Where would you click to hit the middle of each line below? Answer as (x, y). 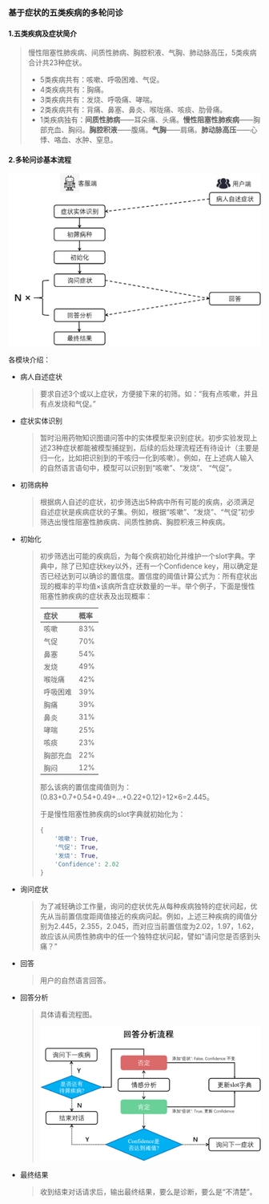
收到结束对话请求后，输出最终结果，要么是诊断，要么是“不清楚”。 (148, 1191)
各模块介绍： (29, 360)
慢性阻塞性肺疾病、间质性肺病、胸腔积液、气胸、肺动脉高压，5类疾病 (143, 53)
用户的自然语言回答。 (75, 980)
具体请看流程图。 (68, 1014)
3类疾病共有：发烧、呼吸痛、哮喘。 (98, 100)
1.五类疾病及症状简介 (43, 33)
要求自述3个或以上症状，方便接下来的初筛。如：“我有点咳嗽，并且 (149, 394)
